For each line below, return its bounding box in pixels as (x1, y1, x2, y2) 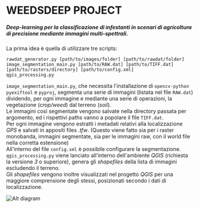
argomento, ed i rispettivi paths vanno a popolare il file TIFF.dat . (6, 114, 164, 121)
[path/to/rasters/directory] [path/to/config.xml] (6, 67, 134, 73)
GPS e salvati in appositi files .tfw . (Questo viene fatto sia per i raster (6, 127, 174, 134)
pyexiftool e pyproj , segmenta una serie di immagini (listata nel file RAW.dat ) (6, 89, 194, 96)
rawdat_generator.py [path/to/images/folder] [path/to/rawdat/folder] (6, 56, 185, 62)
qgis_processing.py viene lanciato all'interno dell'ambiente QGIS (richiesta (6, 152, 188, 159)
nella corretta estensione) (6, 139, 70, 146)
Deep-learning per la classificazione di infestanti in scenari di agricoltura (6, 23, 192, 30)
